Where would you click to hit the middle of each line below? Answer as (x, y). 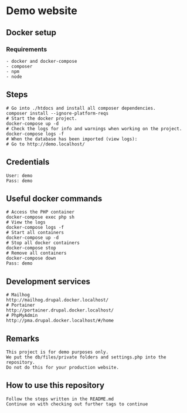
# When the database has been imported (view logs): (72, 139)
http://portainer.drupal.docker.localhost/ (60, 310)
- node (14, 77)
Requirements (27, 49)
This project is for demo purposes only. (57, 352)
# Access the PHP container (40, 212)
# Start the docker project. (42, 119)
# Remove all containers (36, 253)
